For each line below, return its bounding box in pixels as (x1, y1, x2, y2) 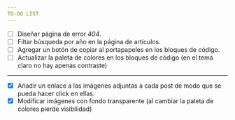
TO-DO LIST (7, 10, 39, 18)
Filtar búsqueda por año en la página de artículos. (17, 37, 161, 46)
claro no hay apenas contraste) (17, 61, 108, 69)
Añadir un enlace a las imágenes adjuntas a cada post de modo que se (17, 81, 222, 90)
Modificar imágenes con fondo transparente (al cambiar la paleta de (17, 96, 214, 105)
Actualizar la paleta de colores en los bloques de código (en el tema (17, 53, 213, 62)
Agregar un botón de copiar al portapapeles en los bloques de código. (17, 45, 220, 53)
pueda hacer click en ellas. (17, 89, 95, 98)
